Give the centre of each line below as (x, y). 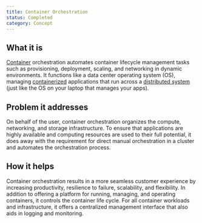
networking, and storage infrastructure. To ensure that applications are (95, 128)
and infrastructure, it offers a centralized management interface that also (97, 207)
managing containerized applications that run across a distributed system (98, 82)
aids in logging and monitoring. (45, 213)
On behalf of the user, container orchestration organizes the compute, (94, 121)
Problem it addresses (47, 107)
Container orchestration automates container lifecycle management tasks (98, 62)
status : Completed (29, 18)
